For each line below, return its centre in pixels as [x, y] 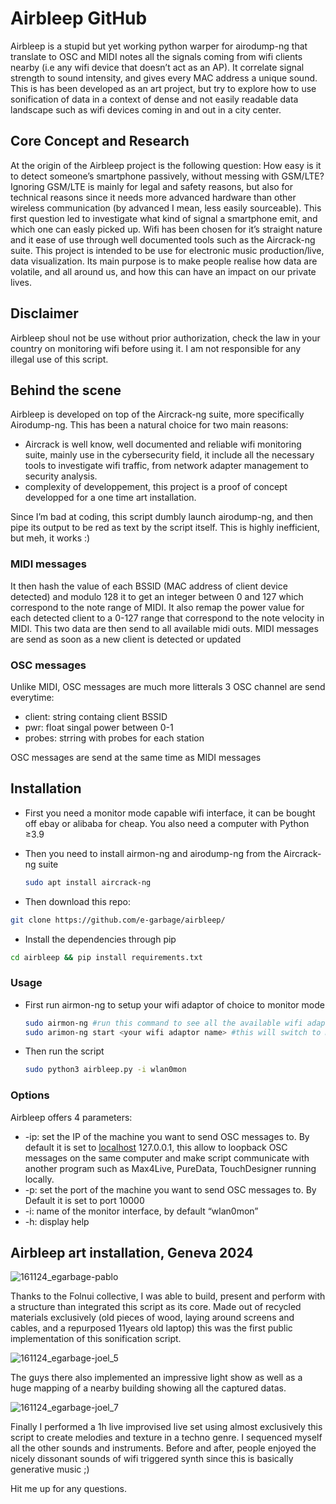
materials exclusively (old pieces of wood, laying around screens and [152, 1318]
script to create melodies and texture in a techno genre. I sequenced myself [166, 1438]
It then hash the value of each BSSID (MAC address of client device [149, 586]
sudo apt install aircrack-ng [88, 882]
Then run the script [64, 1051]
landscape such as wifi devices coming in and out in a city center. [146, 109]
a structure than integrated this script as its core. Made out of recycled [156, 1307]
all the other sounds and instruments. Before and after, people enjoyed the [163, 1448]
